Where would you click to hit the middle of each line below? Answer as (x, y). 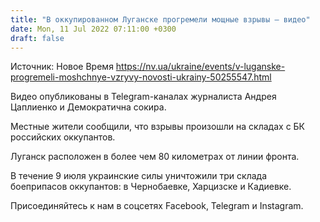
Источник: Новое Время (62, 67)
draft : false (37, 38)
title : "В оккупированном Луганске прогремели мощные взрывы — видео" (160, 19)
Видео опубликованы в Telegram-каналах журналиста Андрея (143, 97)
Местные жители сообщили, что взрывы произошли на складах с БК (158, 127)
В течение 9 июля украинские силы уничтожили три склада (139, 176)
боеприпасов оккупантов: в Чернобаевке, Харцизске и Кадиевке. (151, 187)
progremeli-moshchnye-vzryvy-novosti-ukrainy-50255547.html (141, 77)
